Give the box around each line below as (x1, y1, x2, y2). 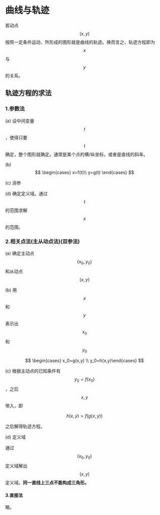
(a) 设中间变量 (5, 117, 35, 124)
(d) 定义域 (5, 434, 26, 440)
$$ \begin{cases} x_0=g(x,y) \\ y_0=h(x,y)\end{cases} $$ (25, 358, 144, 364)
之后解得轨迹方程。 (5, 423, 45, 430)
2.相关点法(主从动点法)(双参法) (5, 238, 80, 245)
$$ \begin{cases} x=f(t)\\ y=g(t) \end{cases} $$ (35, 169, 134, 175)
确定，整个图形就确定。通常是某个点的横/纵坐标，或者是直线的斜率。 (5, 151, 148, 157)
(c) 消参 (5, 180, 21, 186)
